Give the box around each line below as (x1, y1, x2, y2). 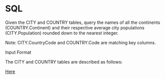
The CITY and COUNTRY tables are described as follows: (5, 59, 123, 65)
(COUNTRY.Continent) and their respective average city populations (5, 24, 145, 30)
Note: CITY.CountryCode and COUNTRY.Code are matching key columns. (5, 39, 156, 45)
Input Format (5, 49, 31, 55)
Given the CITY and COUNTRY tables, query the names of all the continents (5, 19, 161, 25)
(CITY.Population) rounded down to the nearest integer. (5, 30, 119, 36)
